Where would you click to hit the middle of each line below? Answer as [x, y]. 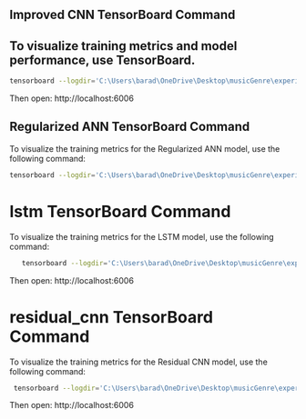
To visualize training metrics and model [123, 46]
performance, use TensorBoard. [102, 60]
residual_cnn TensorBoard [112, 317]
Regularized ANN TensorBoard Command [130, 127]
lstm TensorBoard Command [120, 211]
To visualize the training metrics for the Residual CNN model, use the [139, 362]
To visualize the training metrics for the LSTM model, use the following [142, 236]
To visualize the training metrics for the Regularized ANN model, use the [145, 148]
